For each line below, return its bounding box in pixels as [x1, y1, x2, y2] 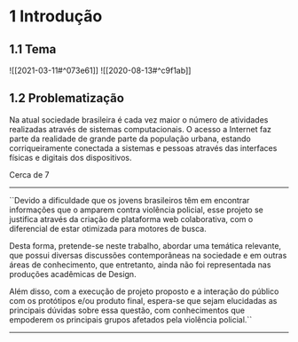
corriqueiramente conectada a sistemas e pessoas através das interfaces [9, 142, 278, 153]
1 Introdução [9, 6, 103, 27]
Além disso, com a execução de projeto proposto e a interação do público [9, 286, 279, 297]
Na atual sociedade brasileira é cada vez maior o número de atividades [9, 114, 269, 125]
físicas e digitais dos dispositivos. [9, 152, 132, 163]
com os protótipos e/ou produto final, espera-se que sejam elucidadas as [9, 295, 278, 306]
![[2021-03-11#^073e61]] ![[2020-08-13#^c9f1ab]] [9, 65, 192, 76]
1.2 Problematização [9, 91, 124, 106]
